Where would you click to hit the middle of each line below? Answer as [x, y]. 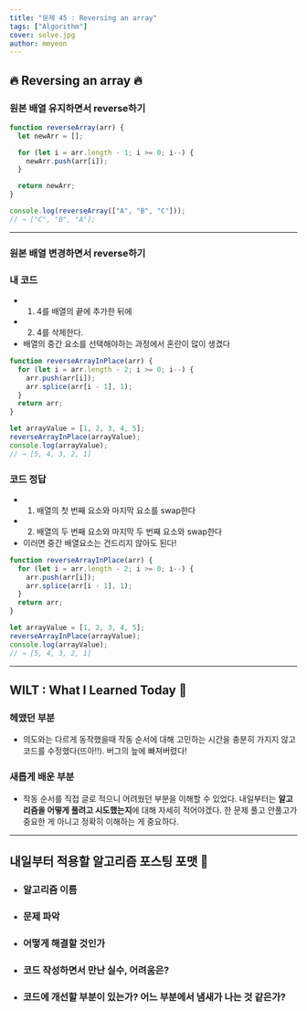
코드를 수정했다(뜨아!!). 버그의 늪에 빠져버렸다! [105, 751]
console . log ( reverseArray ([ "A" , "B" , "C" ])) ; [97, 211]
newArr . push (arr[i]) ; [67, 161]
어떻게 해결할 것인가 [64, 943]
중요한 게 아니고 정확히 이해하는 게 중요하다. [101, 821]
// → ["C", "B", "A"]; [53, 219]
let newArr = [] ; [51, 136]
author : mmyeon [38, 43]
